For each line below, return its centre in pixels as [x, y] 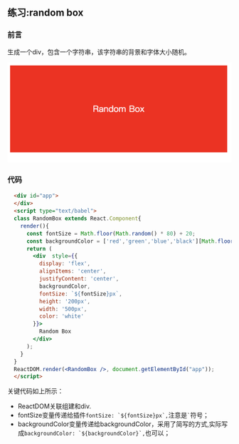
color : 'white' [61, 316]
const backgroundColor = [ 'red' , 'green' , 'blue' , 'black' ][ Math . [122, 241]
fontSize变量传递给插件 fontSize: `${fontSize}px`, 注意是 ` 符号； [113, 415]
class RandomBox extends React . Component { [78, 219]
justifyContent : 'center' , [79, 279]
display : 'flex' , [65, 264]
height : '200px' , [65, 301]
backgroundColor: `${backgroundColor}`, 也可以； [97, 433]
